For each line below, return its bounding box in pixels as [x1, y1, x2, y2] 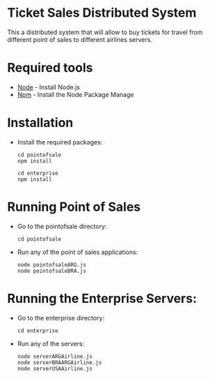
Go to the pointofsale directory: [17, 222, 107, 230]
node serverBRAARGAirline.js [17, 359, 102, 366]
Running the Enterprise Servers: [7, 290, 197, 306]
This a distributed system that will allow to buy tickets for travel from [7, 28, 203, 36]
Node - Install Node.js [17, 82, 80, 91]
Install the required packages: [17, 138, 103, 146]
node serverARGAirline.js [17, 352, 92, 360]
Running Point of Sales [7, 199, 141, 214]
